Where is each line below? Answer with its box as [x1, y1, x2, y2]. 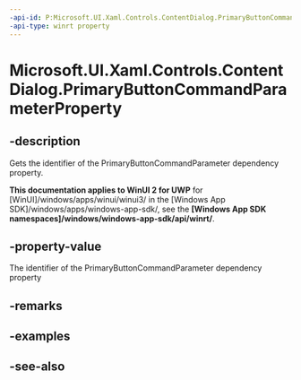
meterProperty [9, 98, 123, 118]
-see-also [9, 359, 65, 375]
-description [9, 134, 81, 149]
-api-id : [9, 13, 42, 22]
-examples [9, 329, 71, 344]
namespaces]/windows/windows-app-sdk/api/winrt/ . [9, 212, 215, 224]
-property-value [9, 238, 102, 254]
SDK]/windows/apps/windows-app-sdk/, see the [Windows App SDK [9, 203, 267, 214]
